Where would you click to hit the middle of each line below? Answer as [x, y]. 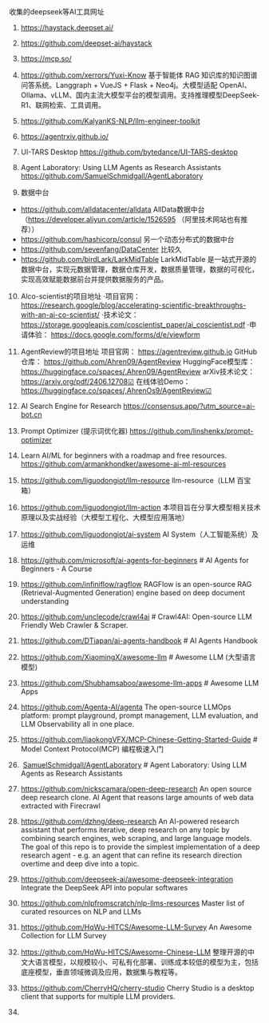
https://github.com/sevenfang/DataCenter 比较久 [101, 249]
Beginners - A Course [56, 569]
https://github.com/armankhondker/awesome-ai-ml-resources [123, 464]
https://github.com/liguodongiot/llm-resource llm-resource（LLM [128, 480]
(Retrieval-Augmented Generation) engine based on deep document [133, 593]
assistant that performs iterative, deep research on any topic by [125, 830]
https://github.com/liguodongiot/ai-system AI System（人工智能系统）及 [139, 534]
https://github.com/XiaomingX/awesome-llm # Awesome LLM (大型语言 [138, 657]
